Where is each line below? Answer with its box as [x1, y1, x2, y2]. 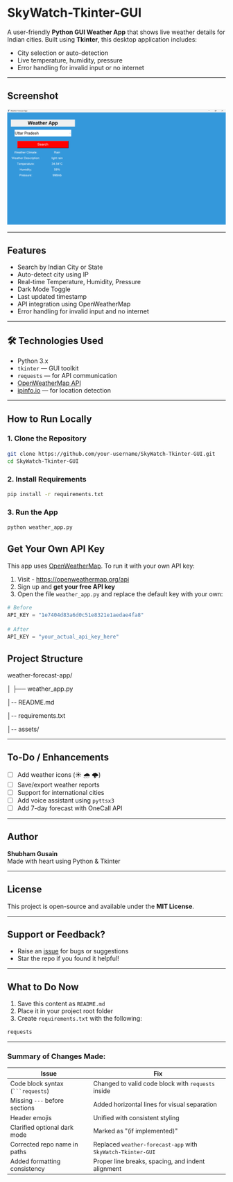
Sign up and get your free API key [17, 582, 116, 591]
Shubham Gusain [7, 849, 58, 857]
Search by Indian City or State [17, 263, 103, 272]
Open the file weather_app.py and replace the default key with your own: [17, 589, 223, 598]
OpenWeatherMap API [17, 379, 81, 387]
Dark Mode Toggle [17, 285, 71, 293]
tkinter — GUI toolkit [17, 364, 79, 372]
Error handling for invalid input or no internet [17, 63, 144, 72]
